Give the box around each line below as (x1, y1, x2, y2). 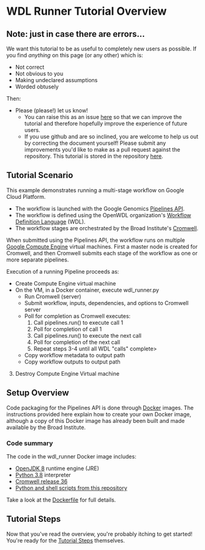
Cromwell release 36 (15, 478, 68, 485)
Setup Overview (6, 388, 69, 398)
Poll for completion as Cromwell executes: (24, 312, 131, 320)
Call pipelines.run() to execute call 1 (33, 319, 124, 326)
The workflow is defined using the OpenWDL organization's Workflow (15, 211, 192, 219)
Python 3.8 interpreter (15, 471, 72, 478)
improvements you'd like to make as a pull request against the (24, 146, 181, 153)
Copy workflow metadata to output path (24, 351, 125, 358)
